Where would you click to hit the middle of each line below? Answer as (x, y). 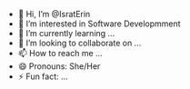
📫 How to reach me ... (60, 53)
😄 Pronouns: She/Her (59, 66)
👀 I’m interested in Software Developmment (99, 24)
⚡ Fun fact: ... (43, 76)
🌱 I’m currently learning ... (66, 33)
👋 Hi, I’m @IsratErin (54, 14)
